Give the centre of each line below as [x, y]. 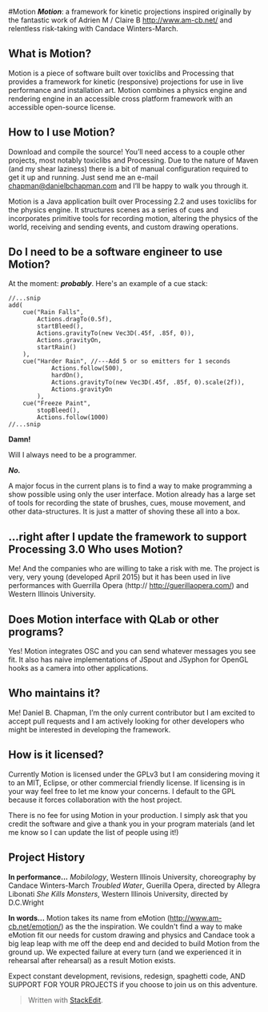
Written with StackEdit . [66, 1000]
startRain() [57, 348]
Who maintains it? [54, 693]
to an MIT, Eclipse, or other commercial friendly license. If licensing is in [127, 782]
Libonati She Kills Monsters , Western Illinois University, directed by [118, 893]
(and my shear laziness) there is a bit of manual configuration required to [128, 168]
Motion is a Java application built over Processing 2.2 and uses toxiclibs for [133, 201]
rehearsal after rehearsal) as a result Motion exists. [92, 960]
